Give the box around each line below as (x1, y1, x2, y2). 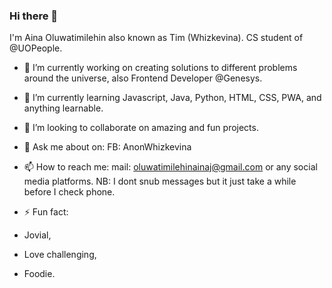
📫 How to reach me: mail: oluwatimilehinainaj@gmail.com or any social (23, 161, 318, 173)
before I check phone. (23, 186, 116, 198)
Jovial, (23, 229, 52, 241)
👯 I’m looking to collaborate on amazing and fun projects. (23, 122, 259, 134)
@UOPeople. (9, 42, 63, 54)
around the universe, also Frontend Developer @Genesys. (23, 72, 263, 84)
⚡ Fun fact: (23, 206, 69, 218)
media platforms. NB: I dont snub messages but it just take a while (23, 175, 297, 188)
